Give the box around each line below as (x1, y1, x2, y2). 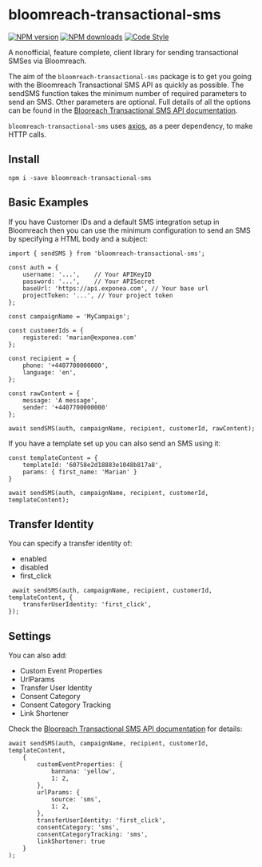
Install (8, 153, 40, 166)
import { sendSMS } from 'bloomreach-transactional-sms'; (8, 250, 205, 258)
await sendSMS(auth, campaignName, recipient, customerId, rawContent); (8, 424, 256, 433)
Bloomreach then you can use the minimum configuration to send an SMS (8, 226, 252, 235)
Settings (8, 629, 52, 643)
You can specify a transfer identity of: (8, 538, 133, 549)
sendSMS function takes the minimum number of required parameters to (8, 88, 248, 98)
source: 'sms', (50, 796, 102, 804)
